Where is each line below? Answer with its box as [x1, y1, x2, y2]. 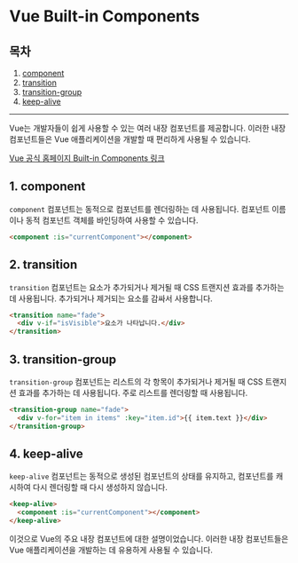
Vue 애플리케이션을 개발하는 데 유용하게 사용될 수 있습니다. [9, 544, 213, 555]
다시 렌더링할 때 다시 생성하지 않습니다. [32, 482, 169, 493]
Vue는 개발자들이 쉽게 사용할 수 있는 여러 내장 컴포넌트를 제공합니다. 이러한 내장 [9, 123, 286, 133]
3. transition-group [9, 352, 117, 367]
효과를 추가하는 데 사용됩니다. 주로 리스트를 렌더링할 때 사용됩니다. [18, 387, 248, 398]
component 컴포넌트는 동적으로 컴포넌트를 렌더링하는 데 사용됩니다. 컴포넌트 [9, 203, 271, 214]
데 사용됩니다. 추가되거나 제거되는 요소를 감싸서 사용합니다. [9, 293, 213, 304]
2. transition [9, 258, 78, 273]
